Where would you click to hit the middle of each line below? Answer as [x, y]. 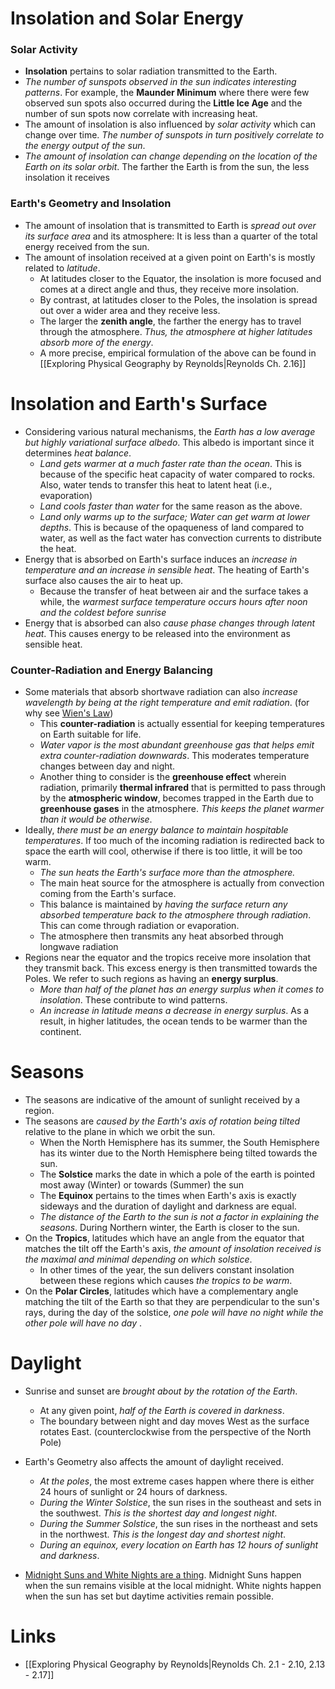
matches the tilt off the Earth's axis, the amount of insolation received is [173, 1248]
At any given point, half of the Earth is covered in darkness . [162, 1410]
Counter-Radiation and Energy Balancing [111, 670]
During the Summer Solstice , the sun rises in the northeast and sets [178, 1523]
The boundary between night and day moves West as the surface [174, 1421]
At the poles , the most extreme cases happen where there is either [177, 1481]
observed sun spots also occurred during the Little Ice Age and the [163, 103]
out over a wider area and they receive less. [130, 310]
